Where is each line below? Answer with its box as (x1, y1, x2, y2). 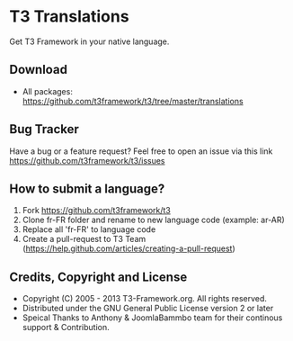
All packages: (22, 85, 74, 96)
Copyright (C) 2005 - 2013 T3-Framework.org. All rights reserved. (22, 293, 268, 304)
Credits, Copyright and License (9, 269, 188, 284)
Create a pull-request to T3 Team (22, 234, 146, 245)
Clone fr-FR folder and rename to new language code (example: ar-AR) (22, 214, 285, 226)
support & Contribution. (22, 322, 110, 333)
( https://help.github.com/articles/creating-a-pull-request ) (22, 243, 235, 254)
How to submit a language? (9, 181, 165, 196)
